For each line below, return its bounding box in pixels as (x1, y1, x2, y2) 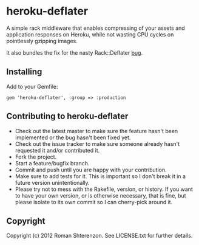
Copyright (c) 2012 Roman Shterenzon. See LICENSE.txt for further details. (6, 232, 193, 240)
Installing (6, 67, 42, 77)
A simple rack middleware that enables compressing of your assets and (6, 24, 185, 32)
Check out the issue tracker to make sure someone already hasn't (15, 140, 180, 147)
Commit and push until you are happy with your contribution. (15, 166, 167, 173)
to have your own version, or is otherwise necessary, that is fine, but (15, 192, 186, 199)
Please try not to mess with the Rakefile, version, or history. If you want (15, 185, 193, 193)
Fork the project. (15, 153, 57, 160)
